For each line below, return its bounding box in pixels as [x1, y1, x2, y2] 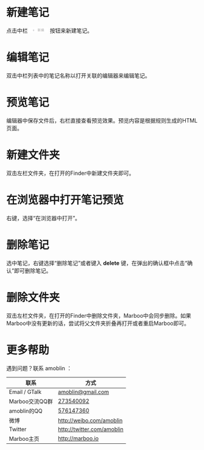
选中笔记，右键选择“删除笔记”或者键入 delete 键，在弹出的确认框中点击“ [6, 259, 188, 266]
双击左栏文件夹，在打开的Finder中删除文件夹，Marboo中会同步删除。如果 [6, 312, 192, 319]
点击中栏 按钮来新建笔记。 [6, 27, 93, 34]
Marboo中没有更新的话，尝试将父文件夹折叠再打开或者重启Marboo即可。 [6, 320, 190, 327]
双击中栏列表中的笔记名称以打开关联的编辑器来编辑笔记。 [6, 71, 150, 79]
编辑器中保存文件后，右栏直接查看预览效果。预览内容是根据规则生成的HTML [6, 116, 198, 124]
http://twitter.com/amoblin [57, 426, 124, 433]
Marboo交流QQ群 [9, 398, 53, 405]
